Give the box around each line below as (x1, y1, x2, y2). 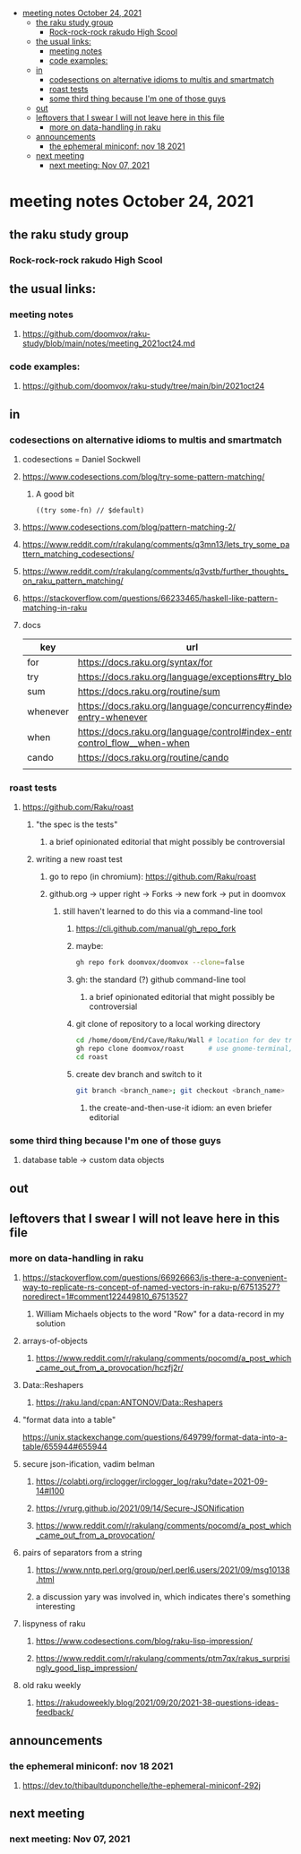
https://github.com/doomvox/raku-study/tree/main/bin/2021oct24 (21, 381, 265, 392)
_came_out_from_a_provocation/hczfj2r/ (35, 1362, 184, 1374)
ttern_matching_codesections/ (21, 548, 134, 559)
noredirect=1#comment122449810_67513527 (21, 1291, 188, 1302)
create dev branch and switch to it (75, 1068, 202, 1079)
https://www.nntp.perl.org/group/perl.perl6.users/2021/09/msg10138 (35, 1565, 290, 1575)
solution (35, 1318, 65, 1329)
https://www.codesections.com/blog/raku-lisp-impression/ (35, 1635, 254, 1647)
